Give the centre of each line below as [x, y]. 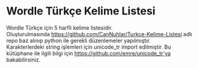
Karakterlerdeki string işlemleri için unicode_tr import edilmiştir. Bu [89, 47]
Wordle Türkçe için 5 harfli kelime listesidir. [59, 28]
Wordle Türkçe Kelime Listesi [81, 11]
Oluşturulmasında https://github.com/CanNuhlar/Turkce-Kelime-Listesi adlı [99, 34]
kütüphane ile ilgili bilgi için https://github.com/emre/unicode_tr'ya [88, 53]
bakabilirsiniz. [24, 60]
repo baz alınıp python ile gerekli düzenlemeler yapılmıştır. [78, 40]
